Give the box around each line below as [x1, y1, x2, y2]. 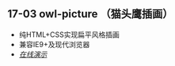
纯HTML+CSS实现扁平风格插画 [18, 30, 120, 39]
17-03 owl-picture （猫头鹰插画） [7, 7, 173, 21]
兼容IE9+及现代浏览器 [18, 39, 90, 49]
